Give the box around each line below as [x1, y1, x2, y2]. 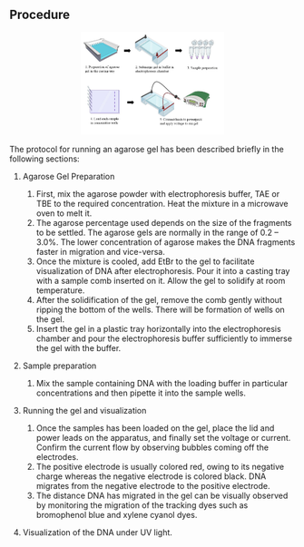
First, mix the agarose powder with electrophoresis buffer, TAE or [35, 188, 279, 199]
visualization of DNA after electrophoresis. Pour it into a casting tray [35, 265, 290, 276]
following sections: [9, 153, 80, 164]
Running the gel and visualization [22, 405, 147, 415]
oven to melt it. [35, 208, 93, 219]
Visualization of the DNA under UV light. [22, 526, 172, 538]
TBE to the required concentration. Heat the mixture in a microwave [35, 198, 289, 209]
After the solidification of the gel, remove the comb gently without [35, 294, 283, 305]
